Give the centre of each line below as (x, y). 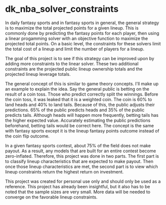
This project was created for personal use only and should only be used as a (83, 181)
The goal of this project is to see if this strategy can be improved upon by (80, 58)
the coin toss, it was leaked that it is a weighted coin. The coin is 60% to (79, 99)
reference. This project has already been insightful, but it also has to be (78, 186)
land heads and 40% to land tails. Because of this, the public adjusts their (80, 104)
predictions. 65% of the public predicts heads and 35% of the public (75, 110)
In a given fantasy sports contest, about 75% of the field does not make (78, 145)
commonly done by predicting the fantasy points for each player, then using (82, 33)
